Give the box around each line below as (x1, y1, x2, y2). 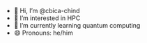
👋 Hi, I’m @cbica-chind (13, 7, 80, 15)
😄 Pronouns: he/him (13, 28, 73, 37)
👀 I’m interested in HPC (13, 14, 81, 22)
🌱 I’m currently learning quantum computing (13, 21, 141, 29)
